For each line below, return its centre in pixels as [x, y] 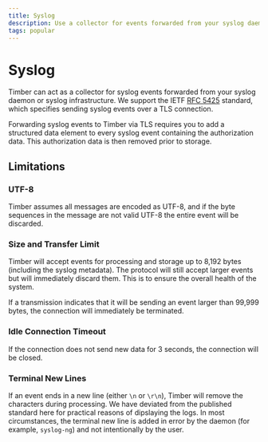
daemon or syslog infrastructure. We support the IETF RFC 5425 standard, [131, 101]
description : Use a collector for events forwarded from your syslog [126, 23]
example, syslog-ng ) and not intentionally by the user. [97, 429]
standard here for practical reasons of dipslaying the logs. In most [116, 412]
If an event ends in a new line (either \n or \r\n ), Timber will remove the [126, 395]
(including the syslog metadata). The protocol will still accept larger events [131, 270]
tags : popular [32, 30]
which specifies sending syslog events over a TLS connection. [111, 109]
